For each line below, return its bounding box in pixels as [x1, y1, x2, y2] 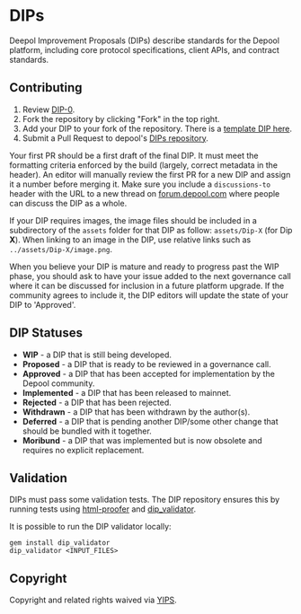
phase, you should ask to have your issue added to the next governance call [9, 270, 292, 281]
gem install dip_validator [9, 539, 111, 548]
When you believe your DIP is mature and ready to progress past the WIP [9, 261, 280, 272]
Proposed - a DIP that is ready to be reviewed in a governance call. [22, 358, 271, 369]
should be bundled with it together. [22, 425, 153, 436]
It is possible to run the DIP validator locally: [9, 522, 173, 532]
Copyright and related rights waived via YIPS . [9, 594, 177, 606]
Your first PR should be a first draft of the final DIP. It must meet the [9, 150, 259, 161]
